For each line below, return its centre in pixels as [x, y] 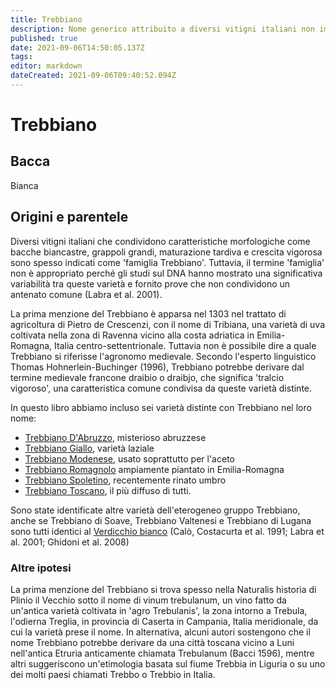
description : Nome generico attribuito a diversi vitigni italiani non [162, 29]
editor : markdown [46, 66]
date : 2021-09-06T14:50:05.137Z [77, 47]
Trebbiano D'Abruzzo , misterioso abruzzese [115, 437]
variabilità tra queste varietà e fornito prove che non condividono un [150, 283]
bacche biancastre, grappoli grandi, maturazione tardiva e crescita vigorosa [166, 252]
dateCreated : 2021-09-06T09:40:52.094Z [93, 76]
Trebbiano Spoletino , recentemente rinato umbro [125, 480]
